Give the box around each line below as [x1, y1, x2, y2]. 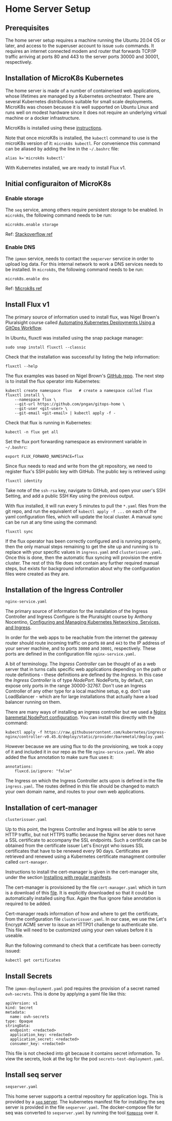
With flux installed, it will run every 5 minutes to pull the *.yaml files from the [5, 502, 167, 509]
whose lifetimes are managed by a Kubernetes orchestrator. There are [5, 93, 154, 99]
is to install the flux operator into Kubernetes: [5, 378, 101, 384]
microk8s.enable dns [5, 276, 50, 282]
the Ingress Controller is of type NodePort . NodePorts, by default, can [5, 677, 153, 683]
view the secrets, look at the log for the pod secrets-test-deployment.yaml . [5, 1056, 164, 1062]
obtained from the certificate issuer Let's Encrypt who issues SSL [5, 843, 144, 849]
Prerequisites [5, 24, 49, 32]
